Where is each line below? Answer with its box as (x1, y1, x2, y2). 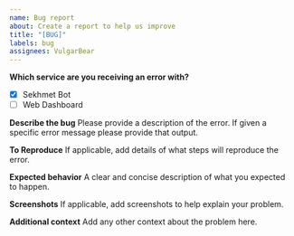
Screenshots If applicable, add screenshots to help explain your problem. (9, 199, 284, 210)
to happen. (9, 182, 50, 193)
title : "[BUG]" (9, 30, 67, 39)
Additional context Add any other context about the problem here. (9, 216, 258, 227)
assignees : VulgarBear (9, 47, 95, 56)
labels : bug (9, 38, 54, 48)
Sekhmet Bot (22, 90, 71, 100)
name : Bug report (9, 13, 75, 23)
